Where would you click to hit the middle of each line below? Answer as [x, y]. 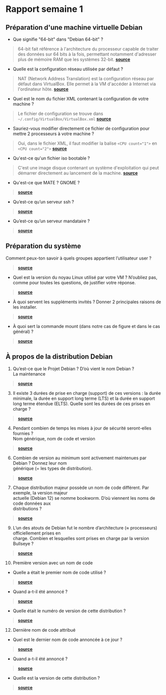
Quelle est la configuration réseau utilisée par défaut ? [68, 69]
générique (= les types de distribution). [53, 468]
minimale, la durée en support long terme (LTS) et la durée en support [84, 398]
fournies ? [23, 433]
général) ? [23, 331]
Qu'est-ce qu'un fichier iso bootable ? [51, 158]
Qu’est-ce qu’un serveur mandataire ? [51, 221]
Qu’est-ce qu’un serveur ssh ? [43, 202]
